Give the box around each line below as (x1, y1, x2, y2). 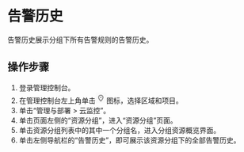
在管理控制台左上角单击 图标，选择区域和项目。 (18, 96, 183, 105)
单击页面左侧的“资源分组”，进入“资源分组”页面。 (18, 116, 177, 125)
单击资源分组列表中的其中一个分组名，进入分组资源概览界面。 (18, 125, 221, 135)
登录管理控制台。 (18, 82, 75, 92)
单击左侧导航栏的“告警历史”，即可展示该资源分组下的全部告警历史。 (18, 135, 241, 145)
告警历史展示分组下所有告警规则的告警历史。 (7, 35, 154, 44)
